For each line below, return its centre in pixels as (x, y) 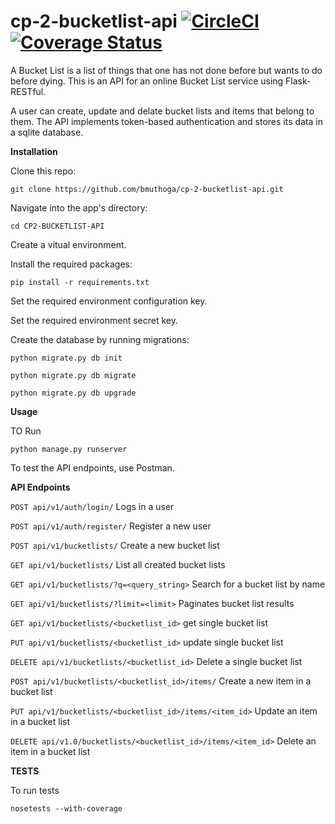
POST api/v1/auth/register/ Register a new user (111, 526)
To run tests (35, 790)
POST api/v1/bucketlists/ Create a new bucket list (115, 545)
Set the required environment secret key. (94, 320)
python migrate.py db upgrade (73, 393)
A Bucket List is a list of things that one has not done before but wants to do (166, 70)
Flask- (298, 81)
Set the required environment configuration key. (109, 301)
